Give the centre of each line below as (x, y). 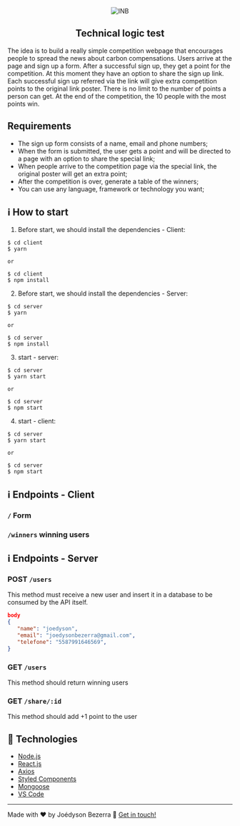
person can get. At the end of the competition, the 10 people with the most (117, 96)
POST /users (30, 579)
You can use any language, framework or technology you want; (111, 188)
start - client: (36, 421)
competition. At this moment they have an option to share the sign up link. (116, 73)
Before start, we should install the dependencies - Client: (101, 230)
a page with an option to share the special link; (86, 158)
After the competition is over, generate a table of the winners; (108, 181)
